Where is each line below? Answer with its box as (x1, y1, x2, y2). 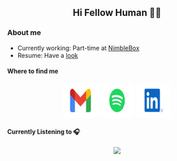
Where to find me (7, 67, 59, 75)
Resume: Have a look (17, 51, 79, 59)
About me (7, 28, 42, 38)
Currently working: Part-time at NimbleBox (17, 43, 140, 52)
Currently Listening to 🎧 (7, 128, 80, 136)
